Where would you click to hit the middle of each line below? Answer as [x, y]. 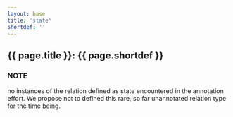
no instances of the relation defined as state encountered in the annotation [115, 91]
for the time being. [34, 106]
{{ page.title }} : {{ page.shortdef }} [86, 55]
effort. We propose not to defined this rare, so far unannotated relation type [117, 99]
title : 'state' [30, 20]
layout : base [26, 14]
